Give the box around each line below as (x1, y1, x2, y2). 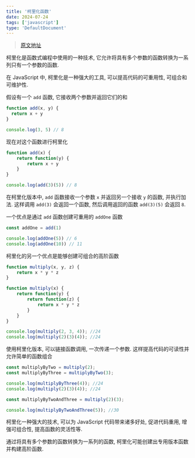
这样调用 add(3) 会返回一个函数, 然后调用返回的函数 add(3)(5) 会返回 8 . (13, 201, 186, 208)
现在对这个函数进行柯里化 (6, 138, 68, 145)
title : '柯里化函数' (6, 8, 52, 15)
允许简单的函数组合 (6, 353, 53, 360)
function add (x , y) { (6, 105, 59, 111)
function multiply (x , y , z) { (6, 264, 80, 270)
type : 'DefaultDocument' (6, 25, 67, 31)
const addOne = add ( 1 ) (6, 225, 61, 231)
